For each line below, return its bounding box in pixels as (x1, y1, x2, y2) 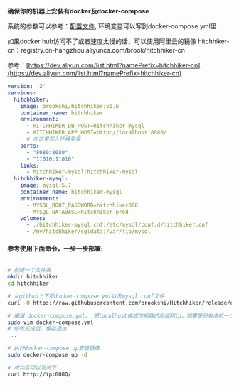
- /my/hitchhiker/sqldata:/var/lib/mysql (26, 228, 152, 235)
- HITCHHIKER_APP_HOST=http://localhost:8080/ (26, 129, 167, 136)
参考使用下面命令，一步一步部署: (7, 244, 103, 253)
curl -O (7, 299, 31, 306)
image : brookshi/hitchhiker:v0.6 (20, 102, 119, 109)
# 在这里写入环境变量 (26, 136, 81, 143)
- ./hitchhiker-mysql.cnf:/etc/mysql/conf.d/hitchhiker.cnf (26, 222, 208, 229)
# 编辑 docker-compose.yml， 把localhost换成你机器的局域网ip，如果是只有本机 (7, 312, 224, 319)
